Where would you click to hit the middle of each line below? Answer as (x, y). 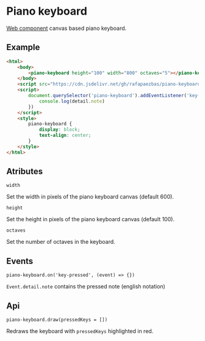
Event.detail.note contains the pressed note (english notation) (86, 287)
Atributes (25, 171)
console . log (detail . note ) (72, 101)
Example (23, 47)
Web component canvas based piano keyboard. (67, 28)
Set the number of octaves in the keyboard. (61, 242)
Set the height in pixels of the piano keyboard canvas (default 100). (91, 219)
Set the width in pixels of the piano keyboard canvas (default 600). (90, 197)
